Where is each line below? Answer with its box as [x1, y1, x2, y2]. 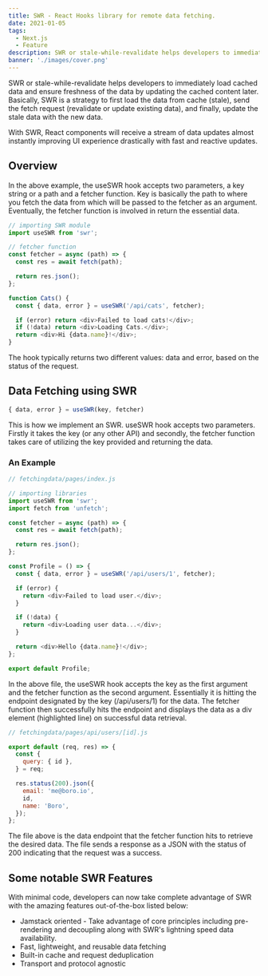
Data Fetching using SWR [8, 384, 137, 398]
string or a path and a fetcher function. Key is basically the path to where [8, 188, 248, 198]
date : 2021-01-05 [8, 19, 66, 27]
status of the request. [8, 361, 79, 371]
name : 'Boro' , [22, 802, 69, 810]
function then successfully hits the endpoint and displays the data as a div [8, 704, 253, 714]
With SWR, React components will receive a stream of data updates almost [8, 127, 254, 137]
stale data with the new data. [8, 112, 104, 121]
